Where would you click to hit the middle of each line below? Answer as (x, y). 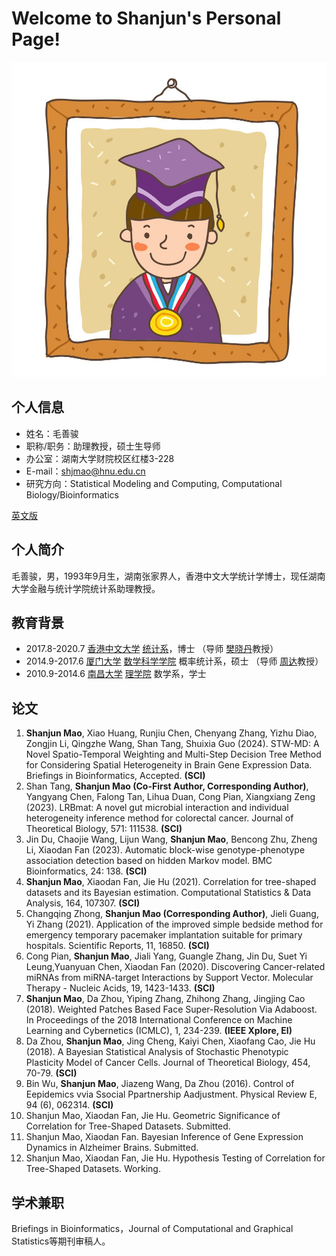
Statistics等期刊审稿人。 (61, 1241)
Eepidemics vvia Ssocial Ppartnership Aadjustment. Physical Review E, (171, 1094)
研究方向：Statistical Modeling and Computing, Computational (154, 483)
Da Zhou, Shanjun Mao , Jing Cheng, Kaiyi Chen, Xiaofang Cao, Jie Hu (170, 1041)
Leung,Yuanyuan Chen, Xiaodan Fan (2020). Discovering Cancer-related (175, 967)
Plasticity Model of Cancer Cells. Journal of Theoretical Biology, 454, (168, 1063)
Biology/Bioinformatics (72, 494)
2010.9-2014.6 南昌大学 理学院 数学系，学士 (116, 674)
